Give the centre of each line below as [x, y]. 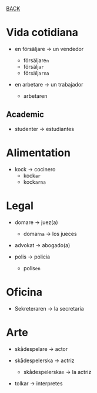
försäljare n [36, 60]
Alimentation [38, 153]
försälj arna [36, 73]
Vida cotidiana [42, 33]
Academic [25, 115]
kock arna [34, 182]
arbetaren [35, 96]
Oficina [24, 292]
